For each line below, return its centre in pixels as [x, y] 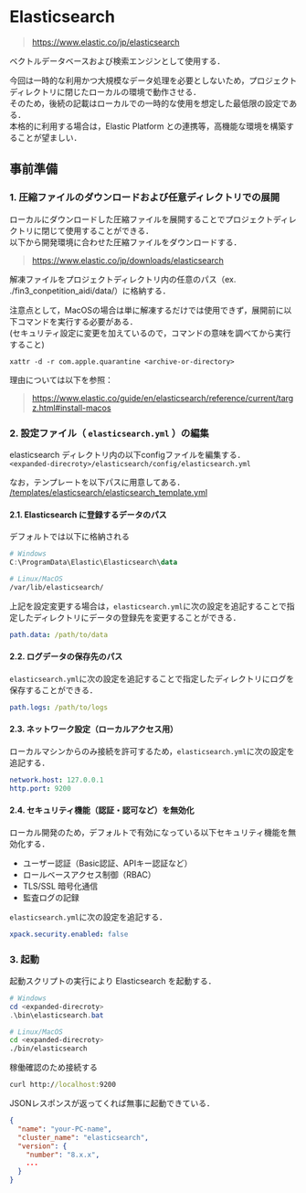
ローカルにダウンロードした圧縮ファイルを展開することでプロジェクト [142, 219]
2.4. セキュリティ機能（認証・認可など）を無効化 [102, 810]
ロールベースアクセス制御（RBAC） [89, 874]
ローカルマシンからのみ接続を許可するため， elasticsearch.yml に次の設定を [152, 751]
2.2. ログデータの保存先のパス [66, 656]
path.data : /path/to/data [58, 634]
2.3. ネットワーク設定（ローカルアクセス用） [94, 730]
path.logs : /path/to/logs [58, 707]
